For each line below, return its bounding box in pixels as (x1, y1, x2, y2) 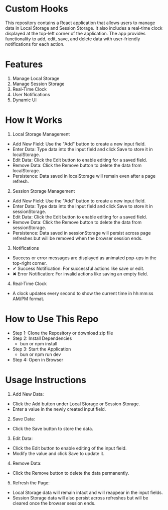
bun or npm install (20, 340, 58, 346)
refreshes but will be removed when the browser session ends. (12, 235, 143, 241)
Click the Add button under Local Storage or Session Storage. (12, 401, 140, 407)
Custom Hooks (5, 3, 69, 15)
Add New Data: (12, 391, 44, 397)
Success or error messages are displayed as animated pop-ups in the (12, 255, 156, 261)
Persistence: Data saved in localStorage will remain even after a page (12, 173, 156, 179)
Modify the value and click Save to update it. (12, 450, 105, 456)
